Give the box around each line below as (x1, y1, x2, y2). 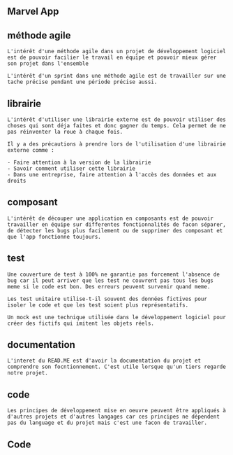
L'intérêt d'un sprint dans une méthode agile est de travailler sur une (7, 73, 227, 80)
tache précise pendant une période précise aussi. (7, 78, 158, 86)
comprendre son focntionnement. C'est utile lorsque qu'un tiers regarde (7, 363, 227, 370)
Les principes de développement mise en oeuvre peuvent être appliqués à (7, 407, 227, 414)
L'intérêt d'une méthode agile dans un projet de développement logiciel (7, 48, 227, 55)
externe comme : (7, 147, 54, 154)
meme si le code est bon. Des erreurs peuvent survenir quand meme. (7, 283, 211, 290)
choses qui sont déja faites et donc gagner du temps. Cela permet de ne (7, 122, 227, 129)
